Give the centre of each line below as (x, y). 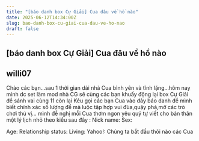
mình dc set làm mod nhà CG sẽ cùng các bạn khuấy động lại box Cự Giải (97, 95)
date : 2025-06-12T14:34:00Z (41, 17)
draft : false (23, 29)
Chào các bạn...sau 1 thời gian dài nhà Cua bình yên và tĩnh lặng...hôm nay (98, 88)
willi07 (19, 74)
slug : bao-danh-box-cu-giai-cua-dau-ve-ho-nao (66, 23)
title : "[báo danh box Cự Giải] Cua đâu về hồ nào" (72, 12)
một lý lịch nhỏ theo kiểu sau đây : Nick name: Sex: (69, 120)
